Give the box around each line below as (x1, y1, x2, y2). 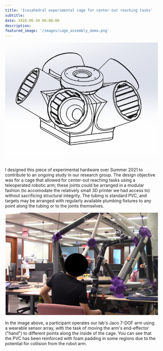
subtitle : (5, 13, 25, 18)
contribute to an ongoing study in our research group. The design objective (5, 172, 156, 177)
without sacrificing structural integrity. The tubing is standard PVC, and (5, 193, 147, 198)
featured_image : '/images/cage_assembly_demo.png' (5, 28, 110, 34)
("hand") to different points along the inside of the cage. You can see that (5, 331, 152, 336)
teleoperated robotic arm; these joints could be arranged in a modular (5, 182, 145, 188)
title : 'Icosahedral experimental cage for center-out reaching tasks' (5, 8, 153, 13)
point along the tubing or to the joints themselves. (5, 203, 104, 209)
